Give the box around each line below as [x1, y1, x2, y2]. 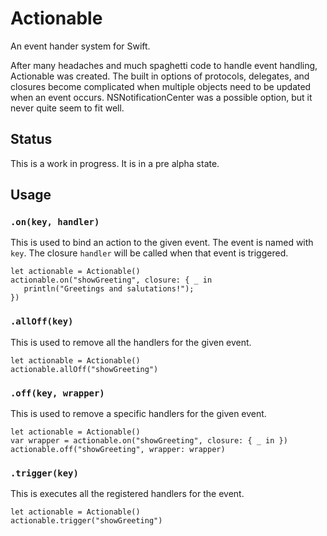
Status [10, 131, 53, 148]
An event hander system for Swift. [10, 40, 151, 52]
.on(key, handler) [10, 217, 100, 228]
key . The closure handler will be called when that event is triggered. [10, 247, 289, 259]
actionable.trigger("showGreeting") [10, 516, 163, 526]
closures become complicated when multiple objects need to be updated [10, 80, 312, 92]
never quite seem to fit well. [10, 102, 125, 114]
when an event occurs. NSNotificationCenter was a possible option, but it [10, 91, 313, 103]
